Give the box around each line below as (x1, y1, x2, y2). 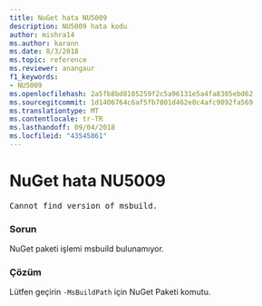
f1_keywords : (9, 73, 59, 82)
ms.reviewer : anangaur (9, 64, 95, 74)
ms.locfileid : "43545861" (9, 132, 107, 141)
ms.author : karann (9, 38, 79, 48)
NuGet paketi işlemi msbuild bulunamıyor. (9, 243, 165, 254)
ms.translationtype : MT (9, 106, 100, 115)
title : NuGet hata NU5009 (9, 13, 107, 23)
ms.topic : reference (9, 55, 88, 64)
